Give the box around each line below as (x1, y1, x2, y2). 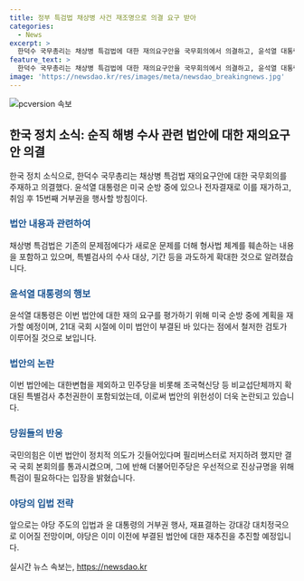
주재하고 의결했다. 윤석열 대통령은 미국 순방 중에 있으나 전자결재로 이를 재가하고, (9, 181, 292, 192)
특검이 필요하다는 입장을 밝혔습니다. (9, 472, 136, 483)
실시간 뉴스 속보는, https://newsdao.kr (9, 561, 147, 572)
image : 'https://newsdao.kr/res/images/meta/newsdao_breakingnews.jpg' (9, 73, 285, 82)
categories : (9, 22, 54, 31)
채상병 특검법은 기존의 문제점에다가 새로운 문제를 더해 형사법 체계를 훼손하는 (9, 239, 278, 250)
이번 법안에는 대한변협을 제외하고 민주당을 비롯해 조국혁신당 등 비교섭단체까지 (9, 380, 283, 391)
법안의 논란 (9, 357, 55, 370)
